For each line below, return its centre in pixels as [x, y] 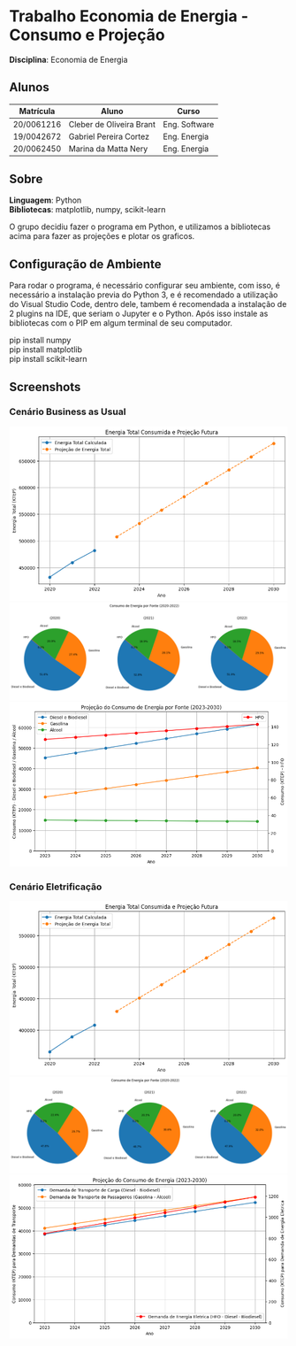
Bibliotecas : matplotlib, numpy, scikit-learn [87, 210]
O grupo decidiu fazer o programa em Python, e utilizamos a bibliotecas [140, 227]
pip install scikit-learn [48, 359]
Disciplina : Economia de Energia [68, 59]
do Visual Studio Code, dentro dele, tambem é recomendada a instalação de [148, 304]
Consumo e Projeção [87, 35]
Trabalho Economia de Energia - [129, 16]
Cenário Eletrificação [56, 887]
